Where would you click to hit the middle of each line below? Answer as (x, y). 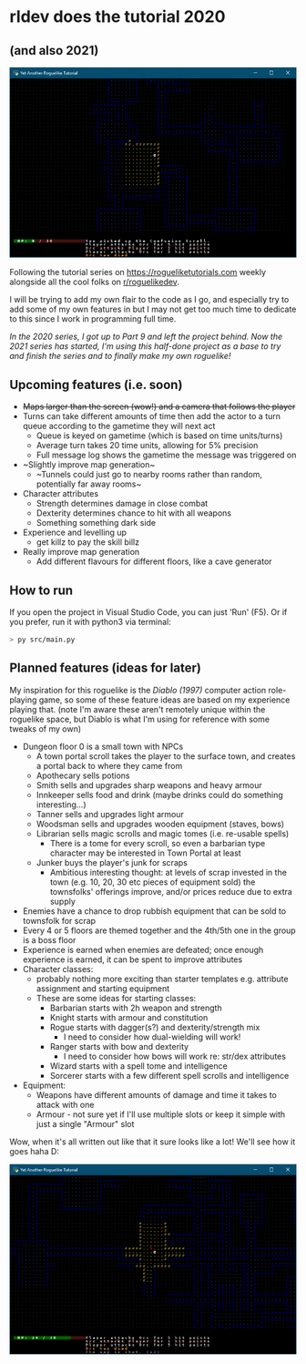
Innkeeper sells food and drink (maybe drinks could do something (160, 795)
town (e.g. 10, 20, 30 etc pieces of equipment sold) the (153, 882)
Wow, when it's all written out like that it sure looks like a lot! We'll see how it (153, 1142)
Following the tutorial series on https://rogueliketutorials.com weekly (138, 272)
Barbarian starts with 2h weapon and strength (136, 1008)
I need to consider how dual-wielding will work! (152, 1037)
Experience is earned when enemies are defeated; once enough (143, 949)
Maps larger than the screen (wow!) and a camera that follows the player (159, 406)
